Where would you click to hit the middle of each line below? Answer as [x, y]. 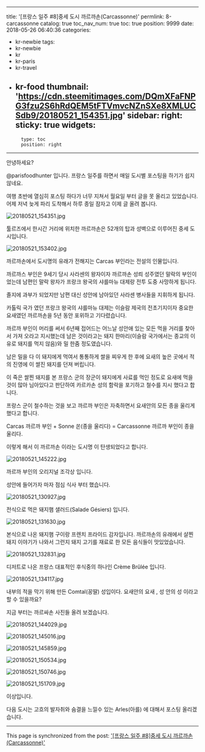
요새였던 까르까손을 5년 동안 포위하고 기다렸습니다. [67, 315]
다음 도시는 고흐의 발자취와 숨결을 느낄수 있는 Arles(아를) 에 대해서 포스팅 [94, 709]
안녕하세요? [20, 162]
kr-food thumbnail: [52, 87]
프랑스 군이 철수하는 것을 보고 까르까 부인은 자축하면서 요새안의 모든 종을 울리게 [101, 405]
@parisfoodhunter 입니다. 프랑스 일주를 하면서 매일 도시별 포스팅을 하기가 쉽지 [101, 175]
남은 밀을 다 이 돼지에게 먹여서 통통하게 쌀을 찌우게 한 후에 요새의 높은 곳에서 [97, 356]
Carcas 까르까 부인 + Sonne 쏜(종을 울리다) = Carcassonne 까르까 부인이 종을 [100, 426]
